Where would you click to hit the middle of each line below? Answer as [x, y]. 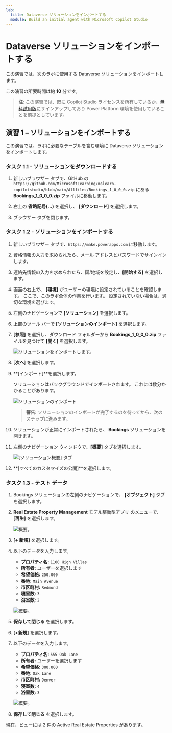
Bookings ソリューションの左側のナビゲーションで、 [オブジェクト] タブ [89, 495]
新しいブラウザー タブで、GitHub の [51, 178]
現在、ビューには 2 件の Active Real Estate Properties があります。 [76, 725]
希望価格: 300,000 [39, 667]
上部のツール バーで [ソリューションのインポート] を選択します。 [81, 324]
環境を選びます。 [40, 302]
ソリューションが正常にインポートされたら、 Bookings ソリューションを [89, 429]
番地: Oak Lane [36, 673]
